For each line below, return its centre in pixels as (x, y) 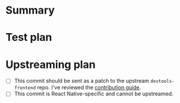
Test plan (29, 38)
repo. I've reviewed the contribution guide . (89, 88)
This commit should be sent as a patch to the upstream (82, 81)
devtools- (162, 81)
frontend (25, 88)
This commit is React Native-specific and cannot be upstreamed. (94, 94)
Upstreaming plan (50, 64)
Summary (30, 10)
